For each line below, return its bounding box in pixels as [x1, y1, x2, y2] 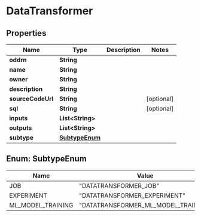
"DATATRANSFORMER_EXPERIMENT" [78, 191, 185, 200]
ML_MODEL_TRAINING [9, 201, 74, 209]
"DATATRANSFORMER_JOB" [78, 181, 160, 190]
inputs [9, 114, 28, 122]
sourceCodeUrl [9, 94, 54, 103]
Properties [6, 28, 47, 38]
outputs [9, 124, 32, 132]
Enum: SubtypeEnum [6, 154, 87, 164]
